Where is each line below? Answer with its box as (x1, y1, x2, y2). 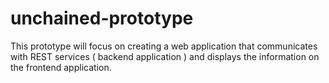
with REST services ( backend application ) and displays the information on (10, 50, 320, 62)
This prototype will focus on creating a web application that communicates (10, 40, 318, 52)
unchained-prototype (10, 7, 194, 30)
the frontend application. (10, 61, 112, 73)
